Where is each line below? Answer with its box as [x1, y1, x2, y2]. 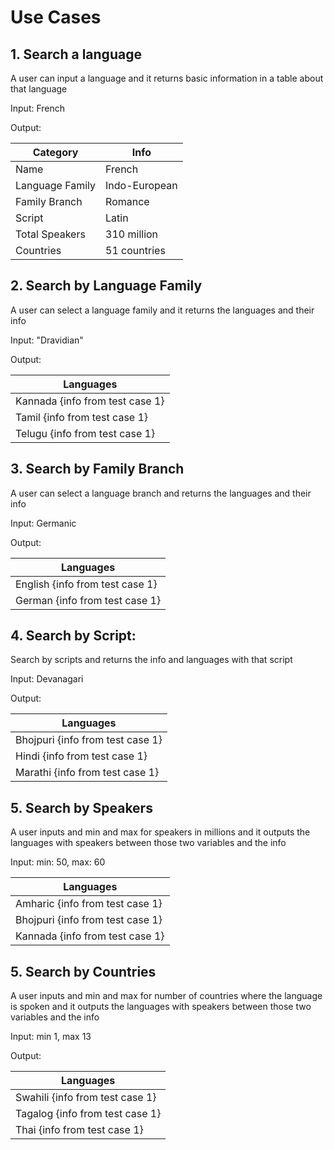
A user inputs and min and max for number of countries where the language [10, 990, 323, 1002]
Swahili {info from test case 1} [15, 1091, 157, 1105]
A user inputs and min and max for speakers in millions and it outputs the [10, 826, 311, 838]
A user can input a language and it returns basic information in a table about [10, 72, 324, 84]
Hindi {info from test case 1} [15, 749, 148, 763]
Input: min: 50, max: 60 [10, 856, 106, 868]
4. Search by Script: [10, 627, 137, 645]
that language [10, 83, 68, 95]
